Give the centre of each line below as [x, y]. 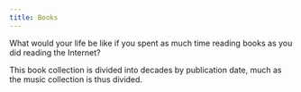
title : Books [34, 17]
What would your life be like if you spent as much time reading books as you [151, 43]
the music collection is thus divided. [76, 79]
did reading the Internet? [55, 52]
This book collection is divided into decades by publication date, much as [146, 70]
